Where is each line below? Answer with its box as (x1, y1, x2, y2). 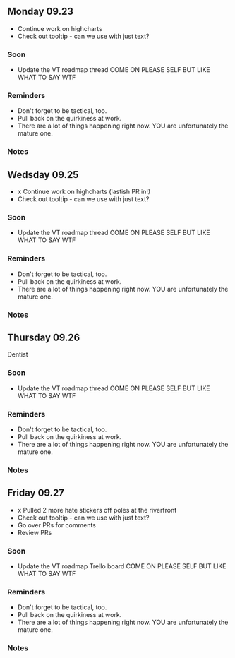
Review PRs (17, 528, 52, 537)
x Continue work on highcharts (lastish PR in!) (17, 187, 151, 196)
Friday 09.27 (7, 487, 65, 499)
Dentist (7, 350, 28, 359)
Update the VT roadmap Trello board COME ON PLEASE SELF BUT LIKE (17, 562, 227, 570)
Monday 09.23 (7, 6, 74, 18)
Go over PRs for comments (17, 520, 97, 529)
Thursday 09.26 (7, 332, 80, 344)
